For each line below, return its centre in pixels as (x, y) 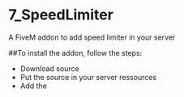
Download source (49, 68)
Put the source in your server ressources (88, 77)
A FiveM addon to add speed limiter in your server (92, 37)
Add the (33, 86)
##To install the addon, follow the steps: (75, 53)
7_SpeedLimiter (61, 15)
